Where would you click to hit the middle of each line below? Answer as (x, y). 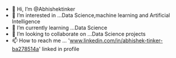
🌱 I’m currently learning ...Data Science (60, 28)
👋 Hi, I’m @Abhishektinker (43, 9)
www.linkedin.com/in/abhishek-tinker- (116, 40)
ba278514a (25, 49)
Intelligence (26, 21)
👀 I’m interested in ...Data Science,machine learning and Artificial (91, 15)
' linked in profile (59, 49)
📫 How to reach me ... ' (41, 40)
